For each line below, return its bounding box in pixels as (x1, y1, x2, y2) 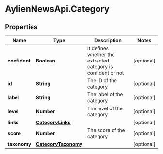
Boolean (35, 57, 56, 64)
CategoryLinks (35, 119, 71, 125)
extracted (87, 57, 109, 64)
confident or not (87, 69, 124, 76)
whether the (87, 51, 115, 58)
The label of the (87, 91, 123, 98)
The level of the (87, 105, 123, 112)
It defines (87, 45, 109, 52)
